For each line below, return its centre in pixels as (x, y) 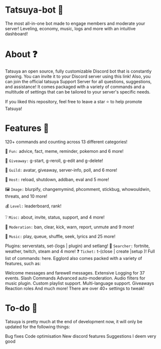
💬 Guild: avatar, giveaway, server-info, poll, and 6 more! (61, 170)
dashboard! (16, 34)
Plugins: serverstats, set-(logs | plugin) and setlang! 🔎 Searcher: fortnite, (78, 246)
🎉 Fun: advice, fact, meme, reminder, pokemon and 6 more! (64, 151)
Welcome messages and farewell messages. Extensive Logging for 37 (75, 273)
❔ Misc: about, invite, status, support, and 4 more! (55, 217)
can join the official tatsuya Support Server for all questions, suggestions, (78, 81)
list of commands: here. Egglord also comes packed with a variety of (73, 258)
